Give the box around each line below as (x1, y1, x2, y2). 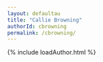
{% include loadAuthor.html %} (7, 48, 96, 56)
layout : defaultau (7, 10, 61, 17)
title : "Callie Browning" (7, 17, 82, 23)
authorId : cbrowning (7, 23, 68, 30)
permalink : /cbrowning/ (7, 29, 77, 37)
